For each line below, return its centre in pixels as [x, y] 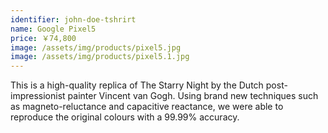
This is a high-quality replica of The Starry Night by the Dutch [137, 85]
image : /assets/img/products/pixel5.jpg [96, 47]
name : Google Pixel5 [53, 29]
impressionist [38, 96]
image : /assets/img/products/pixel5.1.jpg [100, 57]
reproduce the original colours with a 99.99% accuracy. [125, 117]
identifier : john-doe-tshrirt [73, 19]
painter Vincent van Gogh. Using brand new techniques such [193, 96]
